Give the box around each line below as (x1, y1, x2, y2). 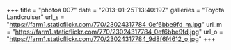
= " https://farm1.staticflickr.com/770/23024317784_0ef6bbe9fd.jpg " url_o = (6, 27, 223, 36)
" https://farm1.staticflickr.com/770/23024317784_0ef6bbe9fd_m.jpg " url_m (6, 21, 222, 28)
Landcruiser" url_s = (6, 13, 65, 21)
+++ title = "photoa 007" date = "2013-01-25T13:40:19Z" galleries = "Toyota (6, 6, 225, 14)
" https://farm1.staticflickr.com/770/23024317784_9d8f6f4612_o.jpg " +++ (6, 35, 216, 43)
